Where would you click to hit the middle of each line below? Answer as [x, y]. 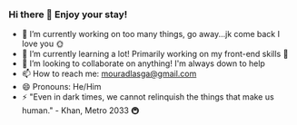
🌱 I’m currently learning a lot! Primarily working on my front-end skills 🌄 [155, 54]
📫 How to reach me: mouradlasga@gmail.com [109, 74]
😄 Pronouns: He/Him [61, 87]
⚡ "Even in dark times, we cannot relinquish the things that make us [148, 97]
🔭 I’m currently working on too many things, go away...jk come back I [151, 34]
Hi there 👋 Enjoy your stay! [68, 14]
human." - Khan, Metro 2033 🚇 [80, 111]
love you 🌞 [43, 43]
